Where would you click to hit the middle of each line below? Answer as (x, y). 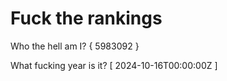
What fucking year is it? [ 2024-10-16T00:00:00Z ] (114, 65)
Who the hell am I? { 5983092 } (75, 46)
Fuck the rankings (86, 18)
